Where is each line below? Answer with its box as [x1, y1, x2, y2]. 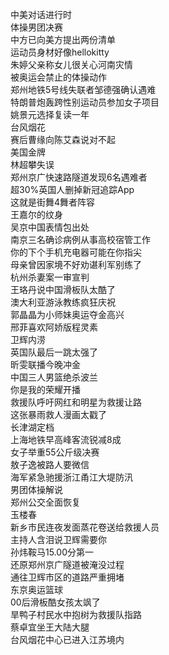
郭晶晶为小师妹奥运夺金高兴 [10, 309, 125, 320]
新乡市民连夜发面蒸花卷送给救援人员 [10, 521, 160, 533]
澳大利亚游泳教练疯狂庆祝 [10, 296, 116, 308]
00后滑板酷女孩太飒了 [10, 596, 101, 608]
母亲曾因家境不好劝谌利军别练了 [10, 259, 142, 270]
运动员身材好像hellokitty [10, 46, 110, 58]
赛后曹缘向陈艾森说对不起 [10, 134, 116, 145]
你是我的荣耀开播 [10, 384, 81, 395]
